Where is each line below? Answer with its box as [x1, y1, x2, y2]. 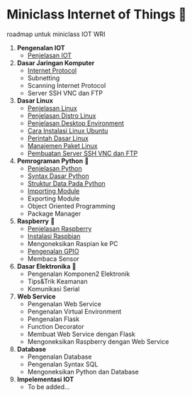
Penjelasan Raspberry [27, 224, 92, 233]
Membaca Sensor [27, 255, 79, 263]
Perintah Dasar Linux [27, 134, 89, 142]
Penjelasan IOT [27, 51, 72, 60]
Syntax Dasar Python [27, 172, 89, 180]
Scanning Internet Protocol [27, 81, 106, 89]
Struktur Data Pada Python [27, 179, 106, 187]
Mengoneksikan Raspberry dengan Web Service [27, 337, 169, 346]
